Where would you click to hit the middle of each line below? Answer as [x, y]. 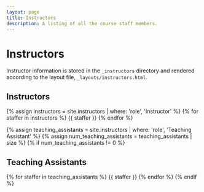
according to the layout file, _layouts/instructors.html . [77, 77]
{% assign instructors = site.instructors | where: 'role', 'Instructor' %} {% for [102, 112]
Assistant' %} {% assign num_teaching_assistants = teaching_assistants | [99, 136]
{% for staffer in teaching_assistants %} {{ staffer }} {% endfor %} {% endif [102, 177]
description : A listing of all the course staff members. [82, 23]
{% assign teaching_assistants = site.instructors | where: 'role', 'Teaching [99, 130]
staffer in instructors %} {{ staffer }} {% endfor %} [70, 118]
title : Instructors [31, 18]
